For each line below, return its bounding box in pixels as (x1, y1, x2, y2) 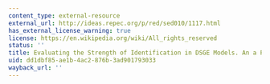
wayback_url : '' (8, 64, 63, 72)
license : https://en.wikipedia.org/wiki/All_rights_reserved (8, 34, 218, 42)
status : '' (8, 42, 45, 50)
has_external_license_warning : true (8, 26, 131, 34)
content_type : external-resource (8, 11, 121, 20)
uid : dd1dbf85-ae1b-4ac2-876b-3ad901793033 (8, 57, 157, 65)
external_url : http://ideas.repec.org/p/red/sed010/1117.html (8, 19, 221, 27)
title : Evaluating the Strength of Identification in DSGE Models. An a (8, 49, 257, 57)
